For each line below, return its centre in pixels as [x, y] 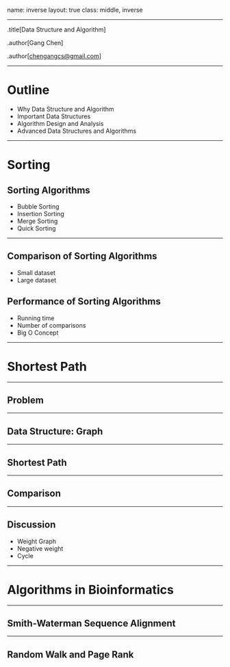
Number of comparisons [51, 325]
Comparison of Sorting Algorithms [82, 256]
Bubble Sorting [38, 206]
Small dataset [36, 272]
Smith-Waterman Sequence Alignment [91, 623]
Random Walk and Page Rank [71, 654]
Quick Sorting [36, 228]
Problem [26, 400]
